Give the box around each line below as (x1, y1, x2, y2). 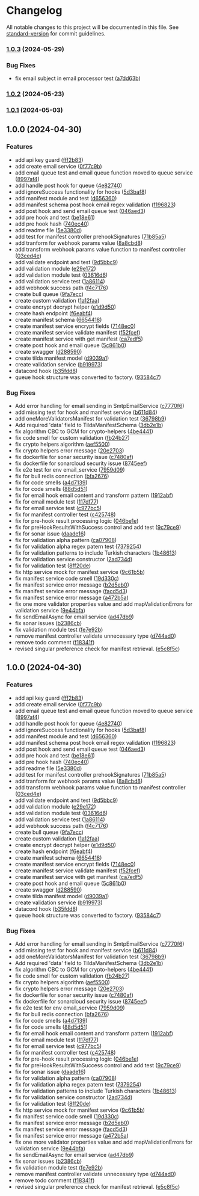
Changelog (6, 4, 63, 17)
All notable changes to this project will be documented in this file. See (6, 23, 179, 31)
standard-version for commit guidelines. (6, 29, 106, 37)
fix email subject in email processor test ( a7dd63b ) (14, 75, 141, 82)
